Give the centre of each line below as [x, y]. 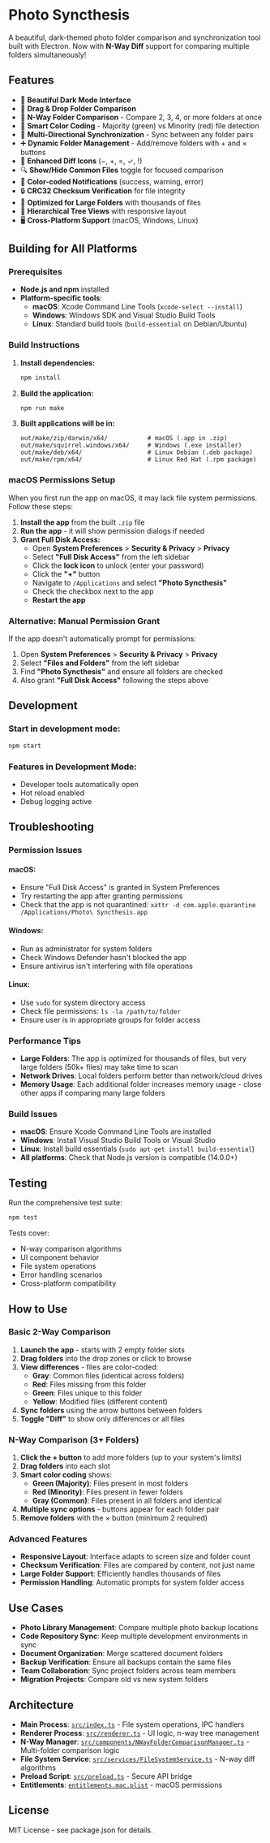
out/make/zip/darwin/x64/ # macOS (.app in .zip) [124, 439]
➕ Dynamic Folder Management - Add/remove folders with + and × [133, 143]
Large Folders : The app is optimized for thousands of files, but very [133, 1058]
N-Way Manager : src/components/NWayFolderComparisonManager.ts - [135, 1742]
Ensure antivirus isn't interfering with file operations [106, 966]
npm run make [42, 408]
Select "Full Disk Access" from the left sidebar [111, 556]
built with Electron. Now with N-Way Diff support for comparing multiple [129, 45]
